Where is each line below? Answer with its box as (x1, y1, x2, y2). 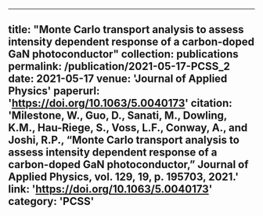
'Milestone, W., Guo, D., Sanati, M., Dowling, (8, 109, 227, 123)
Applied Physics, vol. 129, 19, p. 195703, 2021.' (8, 170, 239, 184)
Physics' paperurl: (8, 84, 100, 98)
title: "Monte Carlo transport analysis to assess (8, 23, 244, 36)
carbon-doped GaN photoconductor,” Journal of (8, 158, 249, 171)
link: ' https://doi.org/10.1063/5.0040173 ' (8, 182, 213, 196)
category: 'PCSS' (8, 195, 95, 208)
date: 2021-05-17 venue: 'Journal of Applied (8, 72, 228, 86)
